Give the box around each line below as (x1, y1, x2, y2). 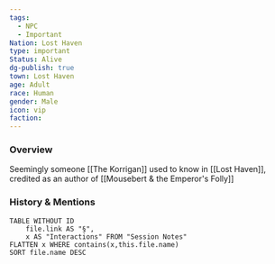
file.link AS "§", (25, 224, 95, 233)
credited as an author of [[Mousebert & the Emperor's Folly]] (9, 173, 234, 185)
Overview (9, 143, 53, 156)
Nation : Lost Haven (9, 38, 83, 48)
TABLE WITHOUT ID (9, 216, 75, 225)
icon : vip (9, 105, 47, 114)
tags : (9, 13, 30, 23)
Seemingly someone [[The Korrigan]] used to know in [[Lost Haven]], (9, 164, 267, 175)
